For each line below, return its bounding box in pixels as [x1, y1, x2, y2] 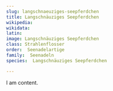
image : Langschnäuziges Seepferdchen [6, 36, 99, 42]
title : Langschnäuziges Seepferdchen [6, 14, 99, 20]
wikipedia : [6, 19, 33, 25]
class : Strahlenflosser [6, 42, 65, 48]
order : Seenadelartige [6, 47, 65, 53]
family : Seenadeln [6, 52, 54, 58]
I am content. [6, 79, 38, 86]
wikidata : [6, 25, 31, 31]
